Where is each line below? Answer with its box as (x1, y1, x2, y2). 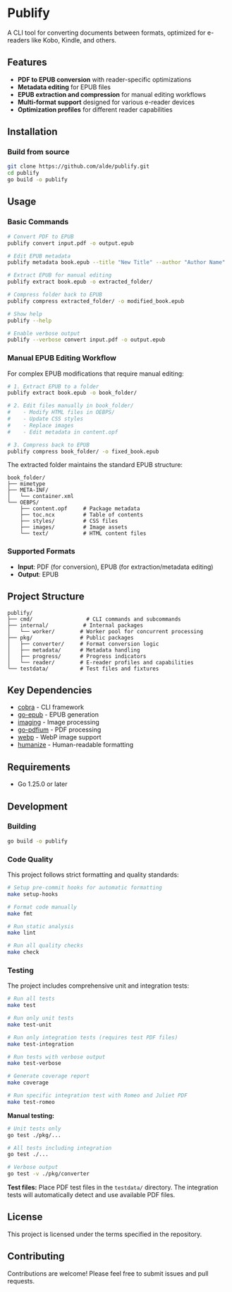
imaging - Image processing (17, 718, 100, 727)
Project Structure (7, 591, 85, 603)
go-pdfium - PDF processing (17, 725, 102, 734)
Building (7, 821, 37, 831)
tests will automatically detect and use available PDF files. (7, 1191, 176, 1199)
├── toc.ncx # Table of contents (20, 512, 143, 519)
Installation (7, 126, 58, 138)
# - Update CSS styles (7, 415, 83, 422)
